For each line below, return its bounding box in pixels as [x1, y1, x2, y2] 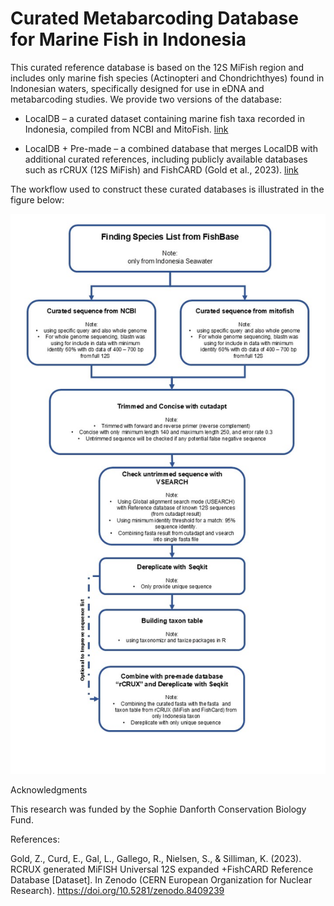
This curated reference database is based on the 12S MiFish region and [10, 61, 305, 73]
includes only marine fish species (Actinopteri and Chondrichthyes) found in [10, 72, 325, 84]
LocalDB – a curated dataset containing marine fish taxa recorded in [24, 112, 305, 124]
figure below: [10, 193, 65, 206]
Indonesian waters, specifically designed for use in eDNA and [10, 82, 265, 94]
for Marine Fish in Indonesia [10, 28, 247, 51]
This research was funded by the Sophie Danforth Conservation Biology [10, 803, 307, 815]
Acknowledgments [10, 783, 88, 796]
